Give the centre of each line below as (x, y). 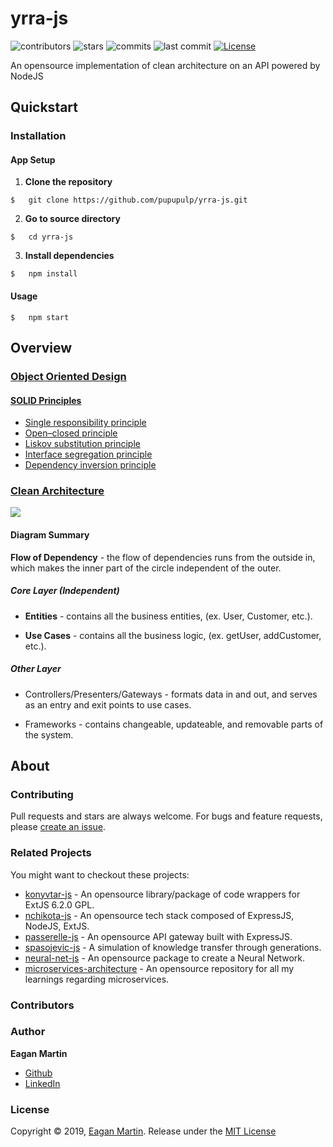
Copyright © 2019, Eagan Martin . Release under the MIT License (143, 1131)
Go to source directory (72, 219)
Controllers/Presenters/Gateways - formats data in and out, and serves (171, 694)
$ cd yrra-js (42, 237)
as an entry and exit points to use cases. (108, 704)
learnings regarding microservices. (97, 979)
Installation (38, 136)
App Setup (33, 159)
